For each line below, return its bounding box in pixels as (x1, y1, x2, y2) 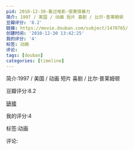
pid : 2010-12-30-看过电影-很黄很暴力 (6, 8, 91, 15)
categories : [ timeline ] (6, 58, 65, 64)
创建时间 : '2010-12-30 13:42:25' (6, 31, 85, 36)
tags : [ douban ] (6, 52, 43, 58)
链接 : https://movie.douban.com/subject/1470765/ (6, 25, 128, 31)
